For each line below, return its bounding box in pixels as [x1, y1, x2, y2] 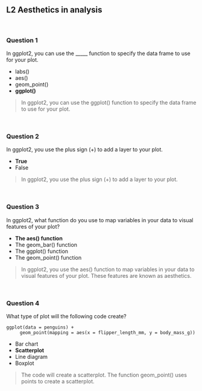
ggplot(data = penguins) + [6, 324, 74, 330]
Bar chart [14, 340, 39, 347]
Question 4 [6, 299, 40, 307]
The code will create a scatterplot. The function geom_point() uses [21, 372, 187, 378]
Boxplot [14, 360, 34, 367]
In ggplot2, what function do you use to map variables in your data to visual [6, 216, 194, 223]
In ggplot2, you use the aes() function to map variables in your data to [21, 266, 195, 273]
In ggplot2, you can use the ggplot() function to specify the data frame [21, 99, 197, 107]
